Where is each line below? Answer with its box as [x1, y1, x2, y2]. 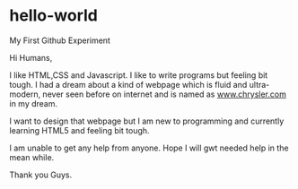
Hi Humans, [9, 52, 53, 63]
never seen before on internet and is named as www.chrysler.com [42, 89, 287, 99]
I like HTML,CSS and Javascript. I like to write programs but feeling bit [9, 69, 268, 81]
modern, [9, 89, 41, 99]
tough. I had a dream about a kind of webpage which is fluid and [9, 79, 248, 90]
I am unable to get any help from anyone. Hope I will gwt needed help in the [9, 142, 289, 153]
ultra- [249, 79, 270, 90]
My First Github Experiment [9, 35, 110, 46]
